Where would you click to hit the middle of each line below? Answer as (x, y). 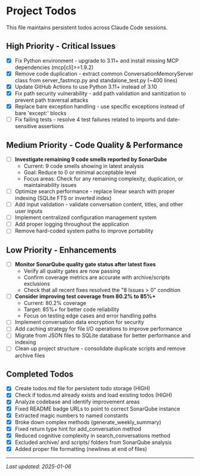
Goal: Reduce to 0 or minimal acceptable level (80, 172)
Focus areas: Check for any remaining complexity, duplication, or (103, 179)
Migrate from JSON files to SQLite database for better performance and (103, 335)
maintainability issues (50, 185)
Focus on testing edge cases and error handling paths (90, 316)
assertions (51, 126)
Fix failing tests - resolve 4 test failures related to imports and (90, 120)
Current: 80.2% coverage (55, 303)
